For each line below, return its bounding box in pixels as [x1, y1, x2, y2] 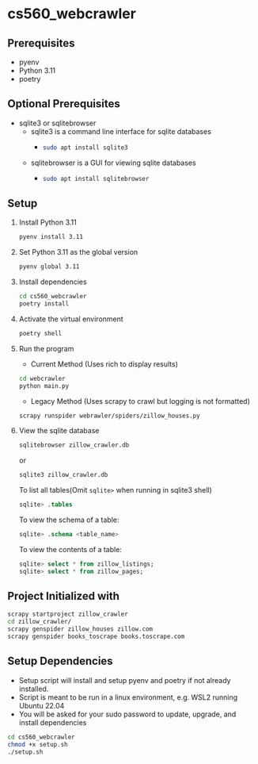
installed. [18, 684, 49, 693]
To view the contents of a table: [18, 544, 122, 554]
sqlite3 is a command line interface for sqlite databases [30, 126, 211, 136]
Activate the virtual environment [18, 314, 123, 324]
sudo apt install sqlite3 [42, 144, 128, 152]
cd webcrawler [18, 374, 66, 382]
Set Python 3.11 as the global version [18, 248, 138, 257]
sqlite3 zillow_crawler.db [18, 471, 108, 479]
